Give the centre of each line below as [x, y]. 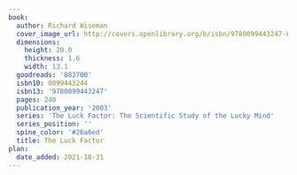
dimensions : [39, 42]
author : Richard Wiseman [62, 26]
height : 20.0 [48, 50]
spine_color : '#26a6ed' [60, 133]
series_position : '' [54, 125]
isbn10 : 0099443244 [52, 83]
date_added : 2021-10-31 [60, 157]
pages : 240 [36, 99]
